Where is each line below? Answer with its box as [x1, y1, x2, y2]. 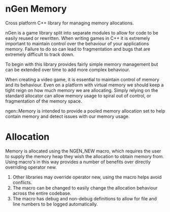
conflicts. [12, 179, 32, 186]
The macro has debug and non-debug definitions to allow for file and [12, 195, 157, 201]
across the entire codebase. [12, 190, 72, 196]
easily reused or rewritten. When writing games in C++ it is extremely [5, 35, 150, 41]
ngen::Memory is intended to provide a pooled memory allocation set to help [5, 108, 165, 114]
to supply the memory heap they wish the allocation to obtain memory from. [5, 153, 164, 159]
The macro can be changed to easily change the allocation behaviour [12, 185, 158, 191]
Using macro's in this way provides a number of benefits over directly [5, 159, 151, 165]
